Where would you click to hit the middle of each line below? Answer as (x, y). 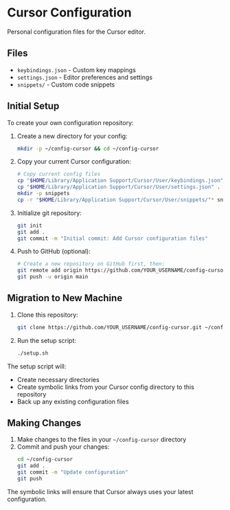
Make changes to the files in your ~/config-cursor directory (102, 440)
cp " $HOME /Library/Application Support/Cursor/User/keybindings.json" (120, 181)
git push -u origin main (53, 277)
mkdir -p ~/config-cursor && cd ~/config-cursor (88, 148)
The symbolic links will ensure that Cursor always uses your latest (100, 491)
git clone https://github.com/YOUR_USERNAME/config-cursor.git (110, 327)
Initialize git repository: (49, 213)
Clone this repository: (47, 315)
